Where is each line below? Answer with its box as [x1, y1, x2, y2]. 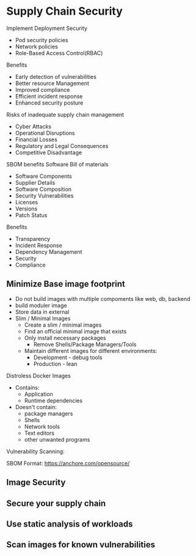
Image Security [6, 477, 66, 487]
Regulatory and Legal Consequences [15, 142, 109, 149]
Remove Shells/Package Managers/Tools [33, 341, 137, 348]
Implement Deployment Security [6, 24, 87, 32]
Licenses [15, 198, 38, 206]
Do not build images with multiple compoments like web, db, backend [15, 295, 191, 302]
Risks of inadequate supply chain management [6, 111, 124, 118]
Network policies [15, 43, 58, 50]
